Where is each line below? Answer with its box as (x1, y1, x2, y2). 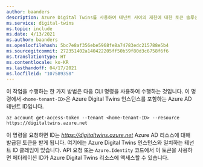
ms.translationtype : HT (6, 54, 66, 60)
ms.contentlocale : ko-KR (6, 59, 69, 65)
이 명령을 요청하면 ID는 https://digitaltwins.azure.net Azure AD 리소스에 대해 (6, 131, 191, 139)
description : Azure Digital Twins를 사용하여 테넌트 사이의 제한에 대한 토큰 (6, 14, 184, 20)
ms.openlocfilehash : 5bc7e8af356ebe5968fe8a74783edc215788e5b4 (6, 43, 169, 49)
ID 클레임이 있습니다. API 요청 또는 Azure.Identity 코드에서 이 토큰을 (12, 147, 177, 154)
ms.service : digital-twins (6, 20, 74, 26)
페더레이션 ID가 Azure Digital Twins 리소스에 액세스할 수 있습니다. (12, 154, 169, 162)
